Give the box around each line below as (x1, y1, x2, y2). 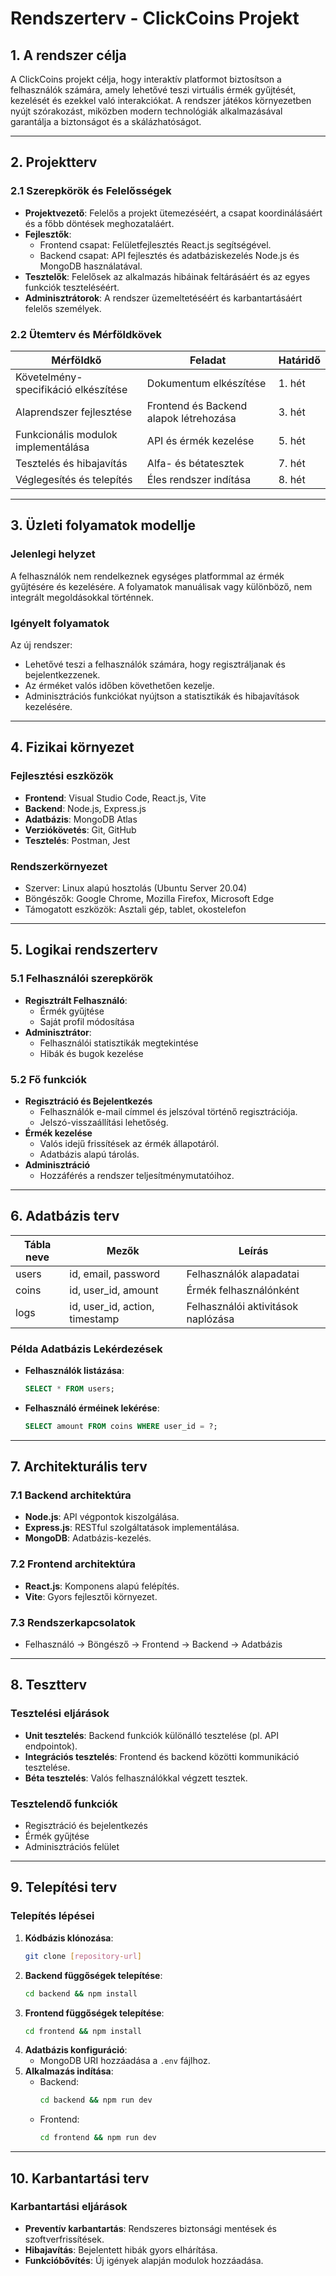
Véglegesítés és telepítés (15, 472, 133, 486)
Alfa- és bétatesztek (146, 456, 245, 470)
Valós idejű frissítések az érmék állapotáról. (39, 1137, 220, 1149)
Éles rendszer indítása (146, 472, 252, 486)
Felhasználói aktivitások (186, 1299, 299, 1313)
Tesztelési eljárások (10, 1707, 110, 1721)
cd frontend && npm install (24, 2026, 142, 2036)
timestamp (69, 1312, 120, 1326)
